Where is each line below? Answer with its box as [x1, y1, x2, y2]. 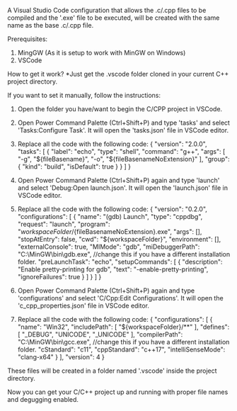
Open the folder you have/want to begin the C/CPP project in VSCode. [17, 105, 223, 113]
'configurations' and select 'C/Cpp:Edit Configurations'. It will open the [17, 294, 224, 302]
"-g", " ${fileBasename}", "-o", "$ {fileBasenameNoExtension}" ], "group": [17, 155, 230, 163]
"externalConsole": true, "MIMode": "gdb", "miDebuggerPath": [17, 242, 200, 251]
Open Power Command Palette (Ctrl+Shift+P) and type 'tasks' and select [17, 118, 230, 127]
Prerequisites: [7, 35, 48, 43]
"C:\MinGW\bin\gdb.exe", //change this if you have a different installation [17, 250, 231, 258]
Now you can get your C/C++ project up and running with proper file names [7, 388, 229, 396]
